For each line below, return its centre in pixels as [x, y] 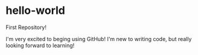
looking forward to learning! [40, 45]
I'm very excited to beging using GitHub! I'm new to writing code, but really [99, 39]
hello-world [36, 11]
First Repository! [26, 27]
